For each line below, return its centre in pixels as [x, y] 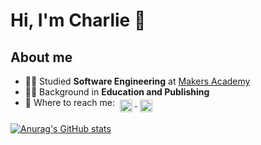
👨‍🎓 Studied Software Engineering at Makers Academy [137, 81]
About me [41, 57]
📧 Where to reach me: [69, 102]
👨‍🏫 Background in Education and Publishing [117, 92]
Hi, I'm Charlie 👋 [78, 20]
